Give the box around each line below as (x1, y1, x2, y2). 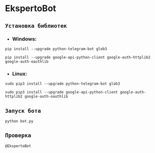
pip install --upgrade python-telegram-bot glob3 (5, 46, 108, 51)
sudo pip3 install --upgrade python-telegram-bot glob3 (5, 81, 120, 86)
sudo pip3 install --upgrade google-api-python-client (5, 90, 118, 95)
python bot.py (5, 119, 34, 123)
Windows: (12, 35, 37, 42)
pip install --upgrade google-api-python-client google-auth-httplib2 (5, 55, 151, 60)
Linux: (12, 70, 28, 77)
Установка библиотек (5, 22, 67, 29)
